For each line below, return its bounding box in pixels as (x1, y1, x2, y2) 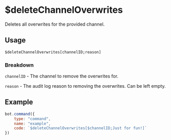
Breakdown (5, 61, 34, 68)
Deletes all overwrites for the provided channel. (5, 21, 105, 27)
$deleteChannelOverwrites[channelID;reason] (5, 49, 101, 55)
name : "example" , (14, 121, 51, 126)
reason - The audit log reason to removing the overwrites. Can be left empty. (5, 83, 166, 89)
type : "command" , (14, 116, 51, 122)
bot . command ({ (5, 111, 35, 116)
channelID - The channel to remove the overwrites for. (5, 73, 119, 79)
